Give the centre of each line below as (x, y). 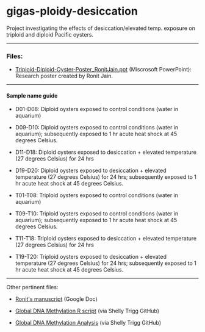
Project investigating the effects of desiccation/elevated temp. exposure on (101, 28)
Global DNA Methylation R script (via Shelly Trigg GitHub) (87, 311)
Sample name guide (32, 95)
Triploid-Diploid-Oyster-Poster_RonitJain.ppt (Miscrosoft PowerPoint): (103, 70)
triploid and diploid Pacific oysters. (50, 34)
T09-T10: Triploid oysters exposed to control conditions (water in (97, 214)
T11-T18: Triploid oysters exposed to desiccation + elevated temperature (106, 239)
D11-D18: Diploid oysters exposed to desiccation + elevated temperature (106, 152)
